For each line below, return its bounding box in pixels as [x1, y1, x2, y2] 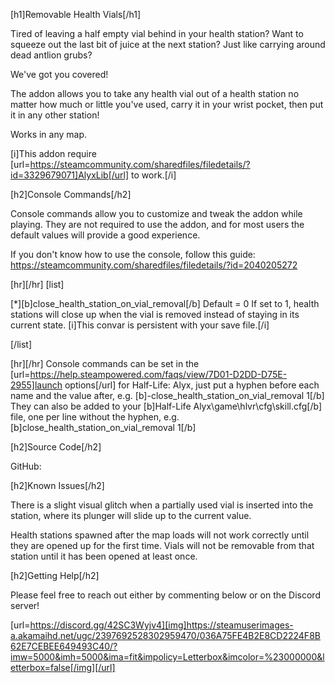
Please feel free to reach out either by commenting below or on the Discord [10, 589, 321, 601]
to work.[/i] [131, 169, 177, 181]
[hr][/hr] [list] [10, 279, 65, 290]
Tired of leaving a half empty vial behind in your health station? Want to [10, 28, 304, 39]
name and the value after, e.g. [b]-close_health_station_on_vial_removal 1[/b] [10, 390, 325, 401]
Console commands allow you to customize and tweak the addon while [10, 208, 303, 219]
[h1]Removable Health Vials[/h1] [10, 9, 142, 20]
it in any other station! [10, 109, 100, 121]
